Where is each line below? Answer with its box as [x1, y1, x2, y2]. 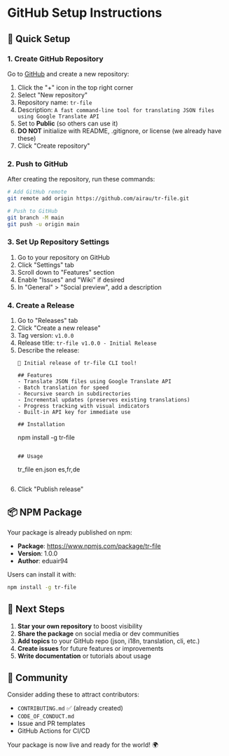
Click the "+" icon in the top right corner [17, 83, 134, 92]
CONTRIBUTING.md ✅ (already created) [17, 704, 124, 713]
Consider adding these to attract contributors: [7, 690, 140, 699]
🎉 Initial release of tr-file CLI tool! [17, 359, 137, 367]
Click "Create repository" [17, 142, 90, 150]
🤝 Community [7, 672, 69, 684]
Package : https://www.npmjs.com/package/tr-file [17, 542, 161, 550]
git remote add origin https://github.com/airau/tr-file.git [7, 195, 190, 202]
